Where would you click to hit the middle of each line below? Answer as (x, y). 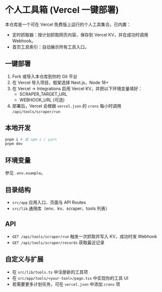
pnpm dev (14, 144)
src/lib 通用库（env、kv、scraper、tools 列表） (61, 208)
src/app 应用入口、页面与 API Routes (49, 202)
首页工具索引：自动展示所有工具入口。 (50, 47)
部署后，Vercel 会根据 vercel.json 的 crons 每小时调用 (67, 106)
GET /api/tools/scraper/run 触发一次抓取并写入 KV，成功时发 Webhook (84, 236)
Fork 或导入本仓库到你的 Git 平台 (45, 76)
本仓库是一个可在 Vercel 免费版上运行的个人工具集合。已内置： (68, 24)
